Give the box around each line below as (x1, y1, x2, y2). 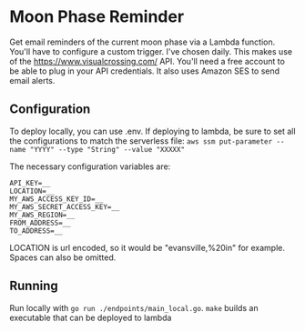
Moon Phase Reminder (9, 6, 185, 27)
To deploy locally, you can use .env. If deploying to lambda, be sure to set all (9, 126, 296, 136)
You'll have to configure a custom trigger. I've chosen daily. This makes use (9, 45, 293, 56)
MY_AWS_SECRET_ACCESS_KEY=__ (9, 202, 120, 211)
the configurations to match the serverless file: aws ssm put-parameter (9, 135, 273, 146)
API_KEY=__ (9, 178, 51, 187)
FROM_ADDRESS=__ (9, 218, 71, 227)
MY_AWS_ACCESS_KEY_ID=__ (9, 194, 104, 204)
